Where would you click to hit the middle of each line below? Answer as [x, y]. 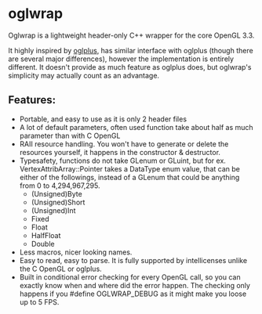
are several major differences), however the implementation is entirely [121, 59]
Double [43, 244]
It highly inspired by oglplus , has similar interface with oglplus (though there [131, 50]
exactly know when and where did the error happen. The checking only [135, 285]
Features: [32, 100]
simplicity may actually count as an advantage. [84, 75]
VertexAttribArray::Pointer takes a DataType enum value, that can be [130, 168]
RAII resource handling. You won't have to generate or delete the [124, 144]
